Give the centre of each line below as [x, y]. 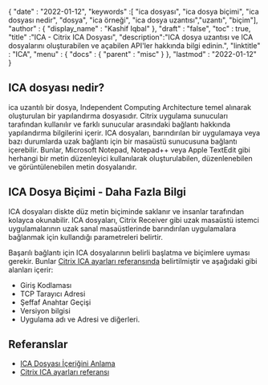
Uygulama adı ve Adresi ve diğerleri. [80, 319]
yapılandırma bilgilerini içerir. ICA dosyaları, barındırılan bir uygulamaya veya [134, 132]
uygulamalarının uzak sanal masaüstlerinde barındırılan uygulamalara [122, 229]
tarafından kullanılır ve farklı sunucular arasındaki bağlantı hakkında [120, 124]
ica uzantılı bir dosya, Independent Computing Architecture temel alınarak [130, 107]
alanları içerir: [31, 269]
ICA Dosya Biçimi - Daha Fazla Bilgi [97, 192]
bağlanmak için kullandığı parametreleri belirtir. [85, 237]
